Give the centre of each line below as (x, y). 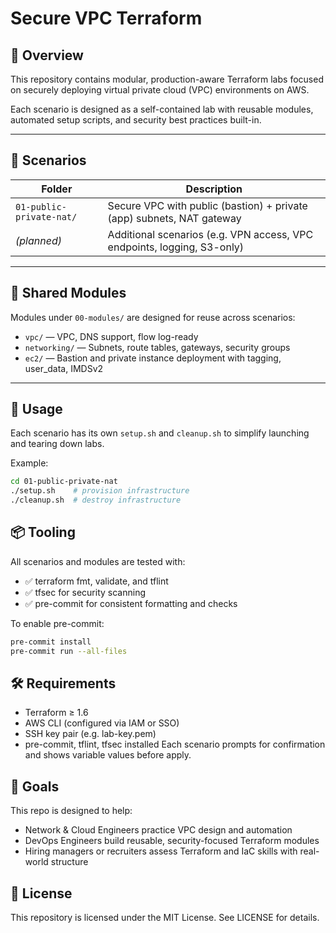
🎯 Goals (35, 786)
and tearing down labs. (57, 444)
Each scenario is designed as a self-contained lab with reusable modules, (162, 109)
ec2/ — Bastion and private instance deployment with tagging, (153, 358)
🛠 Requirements (63, 683)
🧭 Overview (47, 55)
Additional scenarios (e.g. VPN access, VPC (210, 234)
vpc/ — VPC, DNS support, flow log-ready (111, 336)
